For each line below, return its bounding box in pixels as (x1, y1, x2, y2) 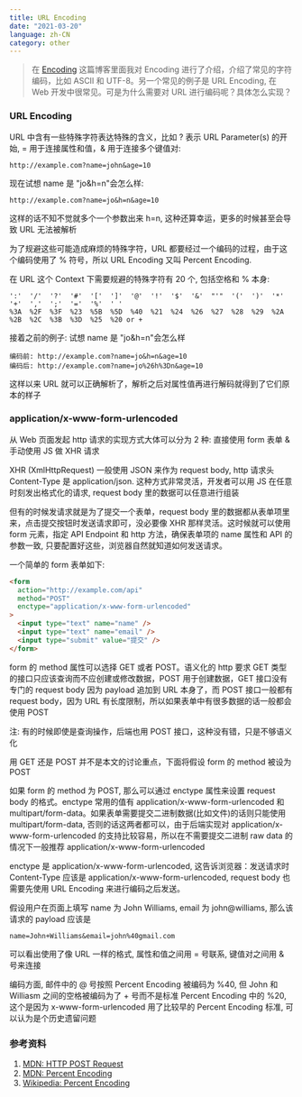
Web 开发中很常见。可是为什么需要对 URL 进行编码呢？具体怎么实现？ (31, 87, 292, 97)
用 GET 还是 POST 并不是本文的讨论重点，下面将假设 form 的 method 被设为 (9, 756, 292, 767)
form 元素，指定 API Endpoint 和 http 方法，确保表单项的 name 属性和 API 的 (9, 528, 293, 539)
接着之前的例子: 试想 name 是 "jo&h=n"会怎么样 (9, 332, 186, 343)
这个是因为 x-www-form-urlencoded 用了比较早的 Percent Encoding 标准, (9, 1001, 284, 1012)
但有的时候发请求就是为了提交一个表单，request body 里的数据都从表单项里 (9, 506, 290, 517)
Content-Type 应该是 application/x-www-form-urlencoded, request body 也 (9, 872, 291, 882)
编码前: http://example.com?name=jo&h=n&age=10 (9, 352, 188, 361)
